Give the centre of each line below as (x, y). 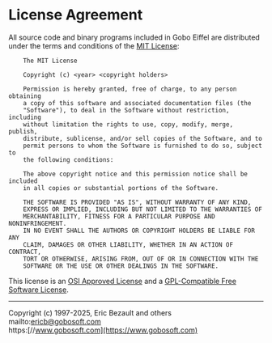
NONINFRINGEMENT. (38, 223)
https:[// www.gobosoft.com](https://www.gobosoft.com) (103, 330)
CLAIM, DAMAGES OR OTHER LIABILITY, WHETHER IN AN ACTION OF (128, 244)
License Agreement (76, 15)
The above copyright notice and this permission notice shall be (136, 174)
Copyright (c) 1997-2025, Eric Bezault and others (90, 312)
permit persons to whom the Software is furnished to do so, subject (143, 146)
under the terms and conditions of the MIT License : (94, 45)
